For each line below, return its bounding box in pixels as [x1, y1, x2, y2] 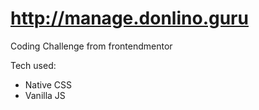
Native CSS [24, 78, 73, 91]
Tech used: [10, 59, 57, 71]
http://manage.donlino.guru [10, 7, 249, 30]
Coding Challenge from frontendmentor [10, 40, 173, 52]
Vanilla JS [24, 89, 66, 101]
